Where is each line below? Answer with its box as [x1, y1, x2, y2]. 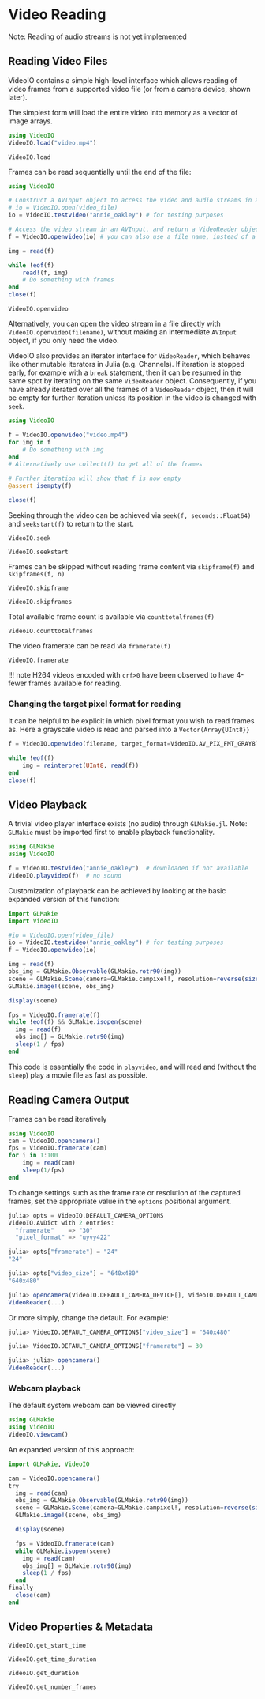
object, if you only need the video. [8, 336, 120, 345]
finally [8, 1584, 34, 1592]
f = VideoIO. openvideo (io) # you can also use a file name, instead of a [8, 232, 256, 240]
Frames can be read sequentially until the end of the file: [8, 167, 192, 176]
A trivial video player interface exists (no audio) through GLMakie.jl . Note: [8, 819, 248, 829]
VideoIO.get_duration [8, 1669, 80, 1677]
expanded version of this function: [8, 894, 120, 904]
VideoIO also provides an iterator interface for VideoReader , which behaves [8, 351, 251, 361]
